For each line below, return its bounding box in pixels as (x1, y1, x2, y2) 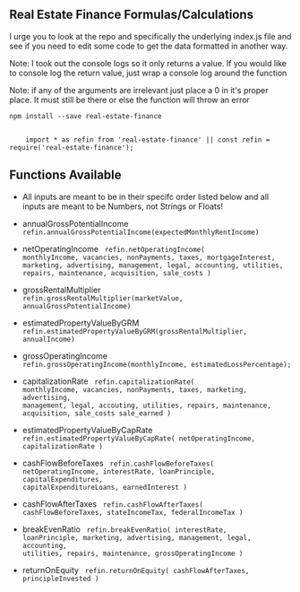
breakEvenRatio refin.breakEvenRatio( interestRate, (21, 524, 227, 535)
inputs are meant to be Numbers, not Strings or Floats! (21, 201, 224, 212)
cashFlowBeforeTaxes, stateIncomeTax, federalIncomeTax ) (21, 508, 244, 517)
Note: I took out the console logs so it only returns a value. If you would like (9, 57, 287, 68)
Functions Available (9, 168, 123, 183)
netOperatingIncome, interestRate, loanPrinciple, (21, 466, 216, 476)
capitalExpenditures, (21, 474, 103, 483)
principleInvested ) (21, 574, 99, 583)
